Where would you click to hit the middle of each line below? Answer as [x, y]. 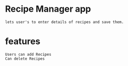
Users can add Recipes [28, 54]
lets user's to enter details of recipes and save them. [64, 22]
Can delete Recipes [25, 59]
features [23, 41]
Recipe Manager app [48, 9]
